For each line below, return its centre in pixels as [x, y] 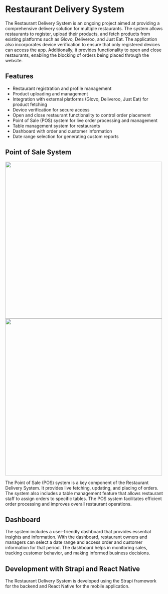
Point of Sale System [38, 152]
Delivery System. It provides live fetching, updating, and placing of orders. [82, 488]
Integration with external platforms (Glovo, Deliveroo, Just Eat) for [80, 99]
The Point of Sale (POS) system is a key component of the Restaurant [77, 483]
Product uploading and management [50, 93]
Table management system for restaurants [56, 126]
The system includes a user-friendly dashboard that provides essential [78, 532]
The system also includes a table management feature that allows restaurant [84, 493]
